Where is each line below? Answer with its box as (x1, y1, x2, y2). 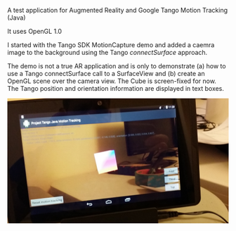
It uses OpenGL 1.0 (7, 27, 62, 35)
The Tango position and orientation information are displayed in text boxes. (7, 85, 225, 92)
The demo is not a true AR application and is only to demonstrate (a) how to (7, 62, 226, 70)
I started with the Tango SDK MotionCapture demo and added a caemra (7, 41, 215, 49)
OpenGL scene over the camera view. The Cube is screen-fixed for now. (7, 77, 216, 85)
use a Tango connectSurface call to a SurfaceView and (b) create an (7, 70, 205, 77)
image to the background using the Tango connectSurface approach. (7, 49, 208, 56)
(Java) (7, 13, 26, 22)
